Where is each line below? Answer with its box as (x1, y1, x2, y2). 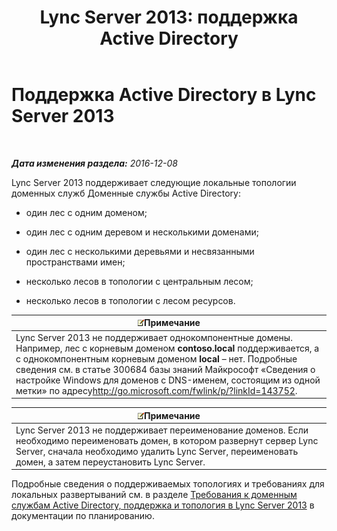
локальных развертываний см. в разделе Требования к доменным (11, 489, 298, 501)
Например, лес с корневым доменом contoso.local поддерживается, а (15, 342, 320, 354)
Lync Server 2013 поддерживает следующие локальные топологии (11, 176, 297, 188)
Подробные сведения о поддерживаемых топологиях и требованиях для (11, 478, 325, 490)
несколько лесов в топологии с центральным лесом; (25, 275, 254, 287)
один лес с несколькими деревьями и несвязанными (25, 245, 255, 257)
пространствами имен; (25, 256, 126, 268)
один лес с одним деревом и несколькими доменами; (25, 226, 259, 238)
